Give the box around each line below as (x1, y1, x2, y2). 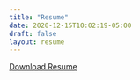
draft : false (9, 29, 57, 38)
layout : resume (9, 37, 65, 47)
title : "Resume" (9, 12, 69, 22)
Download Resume (9, 62, 77, 72)
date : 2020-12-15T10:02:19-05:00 (9, 21, 132, 30)
